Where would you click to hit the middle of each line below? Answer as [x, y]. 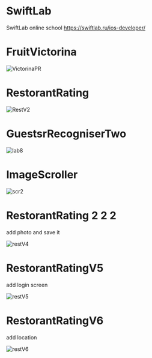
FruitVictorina [41, 52]
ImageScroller [42, 174]
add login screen [27, 285]
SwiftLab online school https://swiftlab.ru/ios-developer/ [76, 28]
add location [22, 337]
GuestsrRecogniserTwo [66, 134]
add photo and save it [33, 232]
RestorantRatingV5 [55, 268]
